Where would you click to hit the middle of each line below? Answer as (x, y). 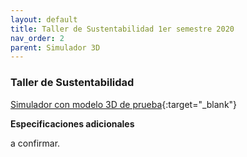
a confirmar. (35, 143)
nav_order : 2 (37, 38)
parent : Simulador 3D (55, 47)
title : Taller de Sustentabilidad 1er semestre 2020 (122, 29)
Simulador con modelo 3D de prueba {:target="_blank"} (124, 104)
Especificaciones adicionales (72, 123)
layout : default (44, 19)
